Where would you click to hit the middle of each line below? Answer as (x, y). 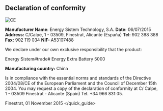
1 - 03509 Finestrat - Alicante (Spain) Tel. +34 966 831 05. (64, 93)
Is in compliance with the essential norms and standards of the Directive (78, 78)
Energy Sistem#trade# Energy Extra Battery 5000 (55, 59)
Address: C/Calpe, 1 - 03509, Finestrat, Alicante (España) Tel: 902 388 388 (82, 34)
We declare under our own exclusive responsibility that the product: (74, 49)
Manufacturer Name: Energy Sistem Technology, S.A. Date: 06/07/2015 (78, 29)
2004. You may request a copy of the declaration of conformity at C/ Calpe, (81, 88)
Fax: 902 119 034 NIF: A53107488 (40, 40)
